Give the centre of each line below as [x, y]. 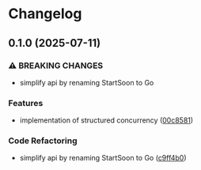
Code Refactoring [43, 141]
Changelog [45, 14]
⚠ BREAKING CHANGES [56, 66]
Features [26, 103]
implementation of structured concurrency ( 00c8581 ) [106, 120]
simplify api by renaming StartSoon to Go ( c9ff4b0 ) [103, 158]
